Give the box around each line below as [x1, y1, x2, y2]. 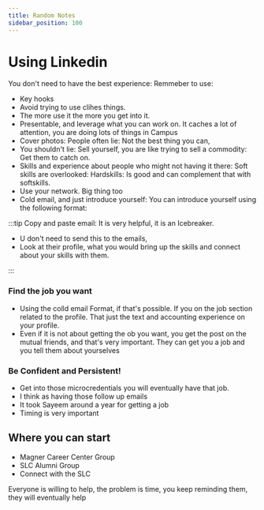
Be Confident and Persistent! [8, 365, 121, 376]
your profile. [19, 321, 60, 330]
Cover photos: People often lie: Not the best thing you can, [19, 136, 210, 146]
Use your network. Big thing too [19, 186, 124, 196]
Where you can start [8, 431, 111, 444]
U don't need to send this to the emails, [19, 234, 148, 243]
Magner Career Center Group [19, 452, 116, 462]
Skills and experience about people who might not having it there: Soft [19, 161, 248, 171]
